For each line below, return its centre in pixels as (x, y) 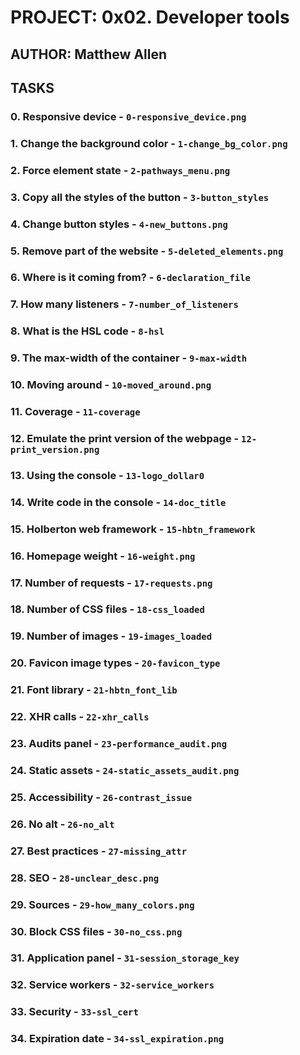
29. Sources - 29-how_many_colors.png (102, 904)
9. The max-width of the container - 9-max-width (129, 358)
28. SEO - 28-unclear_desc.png (85, 878)
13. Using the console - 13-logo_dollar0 (107, 475)
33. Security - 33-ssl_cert (74, 1012)
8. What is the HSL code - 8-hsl (87, 331)
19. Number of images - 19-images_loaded (111, 636)
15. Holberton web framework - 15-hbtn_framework (133, 529)
